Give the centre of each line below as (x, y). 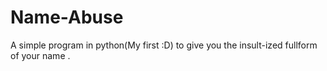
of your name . (40, 55)
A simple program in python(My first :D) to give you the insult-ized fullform (164, 45)
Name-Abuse (67, 17)
